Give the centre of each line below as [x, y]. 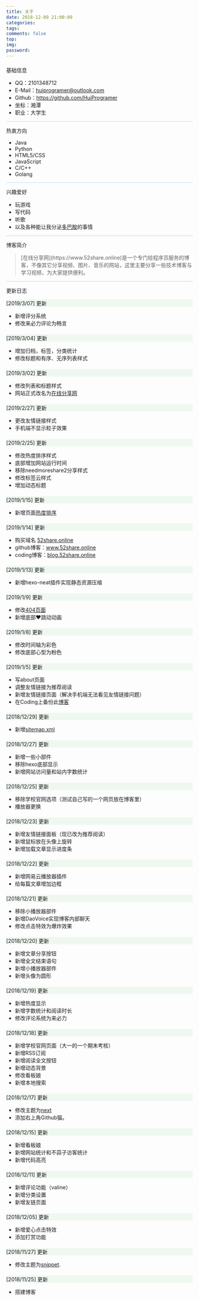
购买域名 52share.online [44, 540]
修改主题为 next [33, 1110]
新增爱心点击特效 [36, 1229]
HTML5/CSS [30, 155]
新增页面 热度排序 [36, 512]
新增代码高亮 [30, 1160]
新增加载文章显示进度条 [43, 849]
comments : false [26, 34]
